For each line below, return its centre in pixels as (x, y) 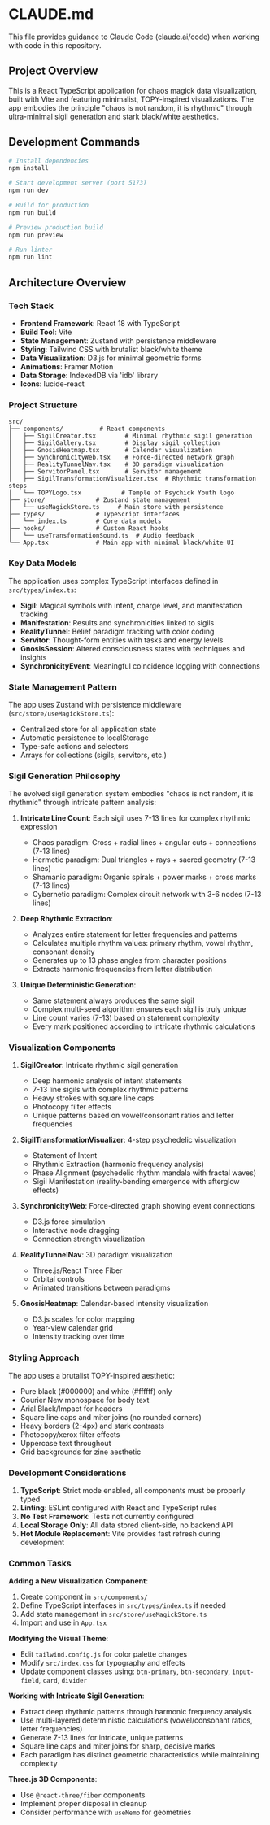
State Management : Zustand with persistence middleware (118, 341)
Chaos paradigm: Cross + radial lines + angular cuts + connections (144, 843)
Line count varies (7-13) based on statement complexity (126, 1018)
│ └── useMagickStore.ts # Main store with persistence (116, 507)
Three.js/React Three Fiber (77, 1270)
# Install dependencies (49, 161)
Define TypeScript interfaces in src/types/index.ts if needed (123, 1605)
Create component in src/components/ (84, 1597)
